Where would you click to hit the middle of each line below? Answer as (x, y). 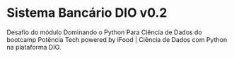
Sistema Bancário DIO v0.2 (87, 13)
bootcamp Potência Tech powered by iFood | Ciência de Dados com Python (117, 39)
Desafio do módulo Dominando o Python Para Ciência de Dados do (104, 32)
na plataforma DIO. (34, 47)
